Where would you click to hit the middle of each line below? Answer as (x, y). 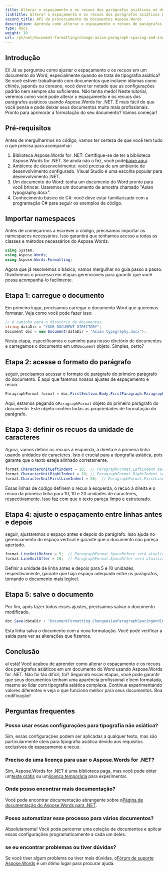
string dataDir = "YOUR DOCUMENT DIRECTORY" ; (53, 327)
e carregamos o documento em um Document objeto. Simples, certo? (74, 346)
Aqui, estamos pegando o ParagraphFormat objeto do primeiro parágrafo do (82, 403)
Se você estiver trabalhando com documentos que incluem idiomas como (81, 80)
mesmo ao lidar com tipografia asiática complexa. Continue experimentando (84, 685)
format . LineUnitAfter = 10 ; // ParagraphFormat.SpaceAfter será (74, 559)
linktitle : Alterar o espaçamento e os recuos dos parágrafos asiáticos (82, 14)
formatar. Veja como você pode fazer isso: (49, 313)
